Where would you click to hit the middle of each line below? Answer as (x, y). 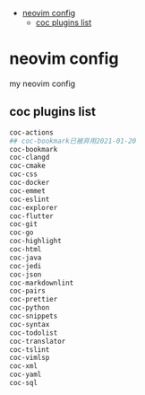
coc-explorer (34, 207)
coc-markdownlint (42, 283)
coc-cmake (28, 166)
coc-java (26, 258)
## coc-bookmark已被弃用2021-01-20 (73, 141)
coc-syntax (30, 324)
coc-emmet (28, 191)
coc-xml (24, 366)
